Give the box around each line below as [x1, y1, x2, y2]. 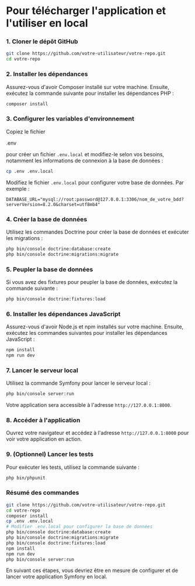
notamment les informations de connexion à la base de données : [6, 157, 163, 164]
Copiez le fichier [6, 128, 46, 135]
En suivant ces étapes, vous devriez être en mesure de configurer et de [6, 567, 178, 574]
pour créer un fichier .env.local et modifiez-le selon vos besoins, [6, 150, 165, 157]
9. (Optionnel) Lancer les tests [6, 450, 94, 458]
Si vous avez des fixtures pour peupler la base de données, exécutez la [6, 278, 178, 285]
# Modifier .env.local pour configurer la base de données [6, 524, 153, 530]
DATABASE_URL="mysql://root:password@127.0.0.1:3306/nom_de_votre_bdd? [6, 196, 184, 203]
